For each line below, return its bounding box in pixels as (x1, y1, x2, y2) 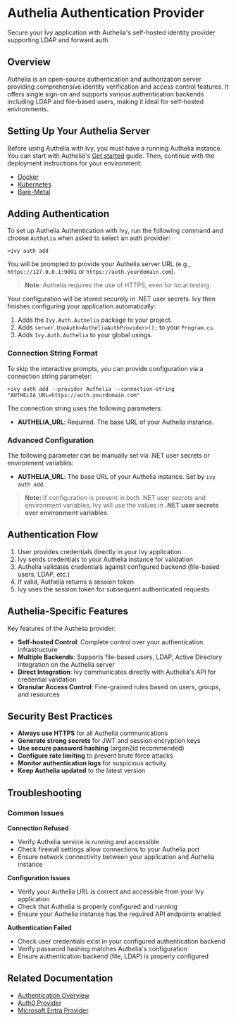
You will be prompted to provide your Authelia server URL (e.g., (7, 260, 191, 268)
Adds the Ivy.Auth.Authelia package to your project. (17, 315, 173, 325)
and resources (17, 690, 60, 699)
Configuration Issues (7, 874, 70, 882)
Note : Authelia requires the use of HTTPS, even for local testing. (24, 281, 211, 289)
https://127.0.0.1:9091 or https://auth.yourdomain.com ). (7, 268, 176, 276)
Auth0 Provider (17, 998, 62, 1007)
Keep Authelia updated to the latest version (17, 766, 146, 775)
